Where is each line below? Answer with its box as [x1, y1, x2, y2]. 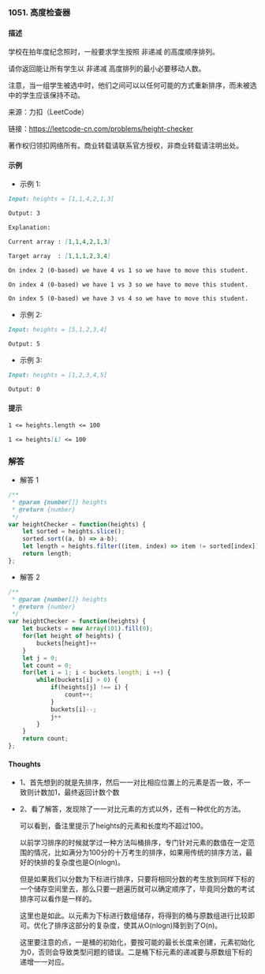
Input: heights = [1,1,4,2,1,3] [8, 195, 114, 203]
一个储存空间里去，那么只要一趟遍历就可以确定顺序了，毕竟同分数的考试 [19, 884, 255, 893]
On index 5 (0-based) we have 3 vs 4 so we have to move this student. [8, 294, 248, 303]
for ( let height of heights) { [22, 632, 122, 640]
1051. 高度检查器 [8, 6, 71, 17]
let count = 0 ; [22, 661, 73, 669]
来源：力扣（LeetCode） [8, 107, 89, 117]
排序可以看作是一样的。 [19, 894, 96, 904]
